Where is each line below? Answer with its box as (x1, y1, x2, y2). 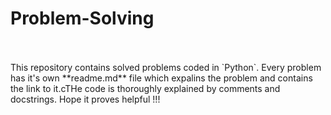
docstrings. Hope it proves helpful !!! (10, 93, 161, 105)
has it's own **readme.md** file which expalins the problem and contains (10, 72, 313, 84)
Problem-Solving (10, 7, 155, 30)
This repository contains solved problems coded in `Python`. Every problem (10, 61, 322, 73)
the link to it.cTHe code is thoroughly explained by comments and (10, 82, 281, 94)
